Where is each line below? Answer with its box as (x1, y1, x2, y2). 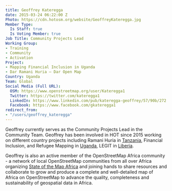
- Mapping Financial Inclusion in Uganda (5, 65, 95, 70)
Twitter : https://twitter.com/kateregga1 (10, 93, 100, 98)
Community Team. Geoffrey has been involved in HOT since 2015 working (5, 132, 162, 138)
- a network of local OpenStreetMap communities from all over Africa (5, 158, 152, 164)
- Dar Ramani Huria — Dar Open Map (5, 70, 82, 75)
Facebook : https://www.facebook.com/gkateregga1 (10, 103, 116, 108)
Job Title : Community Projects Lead (5, 36, 84, 41)
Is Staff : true (10, 27, 43, 32)
